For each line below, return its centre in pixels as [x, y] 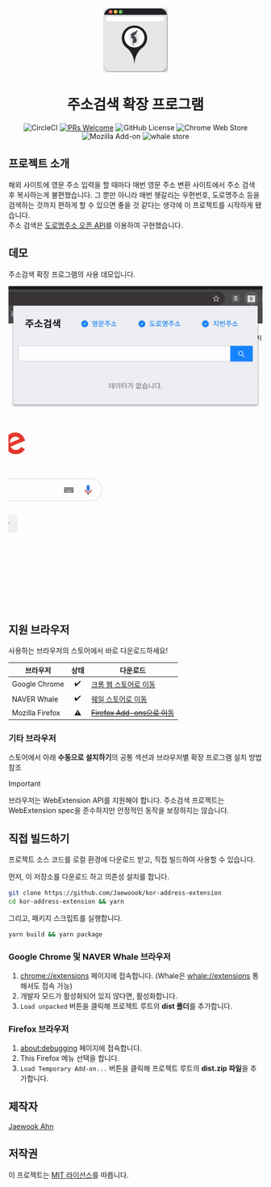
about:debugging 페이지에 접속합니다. [81, 1048]
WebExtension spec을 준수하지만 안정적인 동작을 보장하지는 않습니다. [119, 811]
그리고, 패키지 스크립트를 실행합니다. [65, 918]
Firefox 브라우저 [39, 1028]
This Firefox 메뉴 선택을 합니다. [70, 1058]
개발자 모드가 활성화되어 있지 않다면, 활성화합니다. [98, 996]
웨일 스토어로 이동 [119, 699]
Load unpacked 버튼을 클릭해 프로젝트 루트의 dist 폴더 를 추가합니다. [126, 1006]
